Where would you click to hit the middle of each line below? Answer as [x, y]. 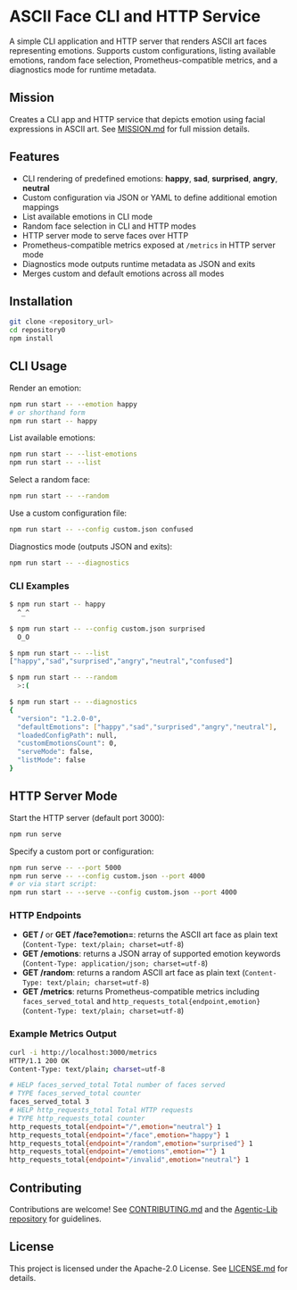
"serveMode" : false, [55, 752]
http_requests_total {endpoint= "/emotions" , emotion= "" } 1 [117, 1152]
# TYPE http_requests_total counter [77, 1118]
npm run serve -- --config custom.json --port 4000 [107, 876]
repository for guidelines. [56, 1219]
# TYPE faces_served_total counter [75, 1093]
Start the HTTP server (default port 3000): [87, 817]
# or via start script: [54, 884]
